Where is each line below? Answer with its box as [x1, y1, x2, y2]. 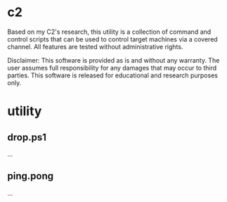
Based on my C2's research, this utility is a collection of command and [7, 27, 212, 36]
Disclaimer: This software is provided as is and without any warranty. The [7, 56, 220, 64]
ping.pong [7, 170, 54, 182]
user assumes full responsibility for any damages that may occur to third [7, 63, 217, 72]
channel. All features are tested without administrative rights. [7, 42, 183, 51]
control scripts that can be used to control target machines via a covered [7, 34, 218, 43]
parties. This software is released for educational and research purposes [7, 71, 218, 80]
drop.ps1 [7, 131, 47, 143]
